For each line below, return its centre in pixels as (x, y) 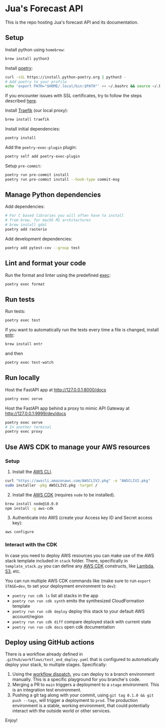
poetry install (21, 138)
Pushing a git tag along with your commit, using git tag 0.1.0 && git (83, 695)
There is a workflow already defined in (44, 654)
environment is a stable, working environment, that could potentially (81, 706)
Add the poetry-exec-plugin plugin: (41, 147)
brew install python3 (27, 59)
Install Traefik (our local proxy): (37, 110)
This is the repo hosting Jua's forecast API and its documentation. (72, 22)
